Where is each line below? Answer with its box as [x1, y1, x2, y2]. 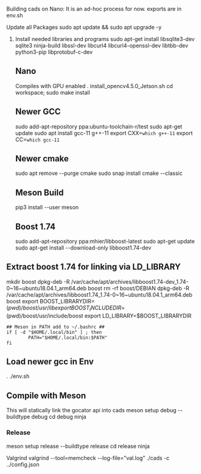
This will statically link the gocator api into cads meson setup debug [6, 407, 177, 414]
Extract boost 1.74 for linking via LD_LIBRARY [6, 262, 181, 272]
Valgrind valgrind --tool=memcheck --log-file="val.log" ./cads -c [6, 454, 170, 461]
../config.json [6, 461, 40, 468]
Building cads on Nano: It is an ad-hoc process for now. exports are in [6, 6, 182, 12]
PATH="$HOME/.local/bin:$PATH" [28, 335, 108, 341]
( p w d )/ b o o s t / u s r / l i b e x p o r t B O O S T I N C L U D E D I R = [6, 304, 125, 313]
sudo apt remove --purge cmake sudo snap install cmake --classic [15, 169, 183, 177]
